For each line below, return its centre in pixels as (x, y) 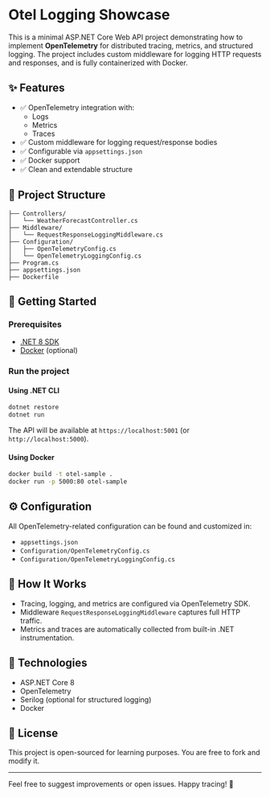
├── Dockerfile (34, 277)
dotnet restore (34, 408)
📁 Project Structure (57, 195)
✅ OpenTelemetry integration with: (77, 107)
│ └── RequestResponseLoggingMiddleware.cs (86, 235)
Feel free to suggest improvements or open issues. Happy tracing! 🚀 (121, 784)
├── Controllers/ (37, 214)
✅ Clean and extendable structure (76, 169)
